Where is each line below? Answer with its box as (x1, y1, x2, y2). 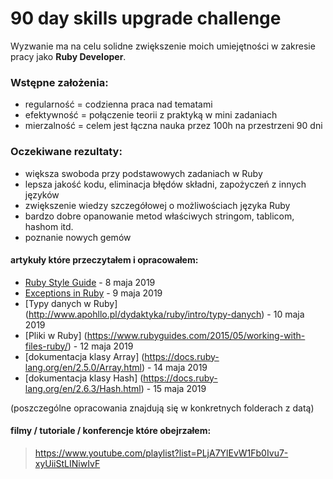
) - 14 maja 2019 (141, 361, 208, 373)
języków (24, 188, 60, 201)
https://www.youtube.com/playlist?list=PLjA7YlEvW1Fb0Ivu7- (34, 447, 289, 459)
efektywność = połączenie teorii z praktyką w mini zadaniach (24, 109, 278, 121)
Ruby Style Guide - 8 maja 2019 (24, 276, 156, 288)
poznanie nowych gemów (24, 231, 132, 243)
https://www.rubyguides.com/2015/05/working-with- (86, 329, 306, 341)
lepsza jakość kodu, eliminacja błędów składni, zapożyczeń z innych (24, 178, 307, 190)
